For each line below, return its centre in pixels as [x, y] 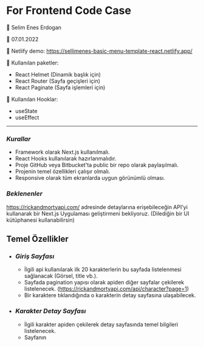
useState [26, 111]
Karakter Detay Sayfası [50, 311]
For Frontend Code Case [69, 11]
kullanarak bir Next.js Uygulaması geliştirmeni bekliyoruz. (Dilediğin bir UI [98, 213]
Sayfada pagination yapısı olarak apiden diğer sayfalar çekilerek [104, 283]
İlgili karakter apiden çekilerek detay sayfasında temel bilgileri [101, 324]
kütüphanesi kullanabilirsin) [40, 220]
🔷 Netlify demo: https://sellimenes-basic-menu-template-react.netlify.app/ [99, 51]
